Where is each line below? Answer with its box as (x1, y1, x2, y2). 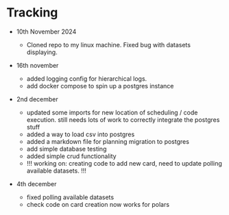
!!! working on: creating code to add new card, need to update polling (26, 159, 222, 167)
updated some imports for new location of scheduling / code (26, 108, 198, 116)
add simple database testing (26, 144, 107, 153)
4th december (16, 179, 57, 188)
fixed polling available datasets (26, 193, 114, 201)
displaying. (26, 48, 58, 56)
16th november (16, 61, 59, 69)
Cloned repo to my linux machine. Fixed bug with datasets (26, 40, 191, 49)
